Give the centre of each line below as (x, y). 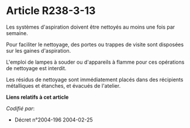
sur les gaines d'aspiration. (39, 50)
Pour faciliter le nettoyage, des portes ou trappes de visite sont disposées (95, 44)
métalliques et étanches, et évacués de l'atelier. (63, 85)
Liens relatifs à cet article (37, 97)
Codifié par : (20, 108)
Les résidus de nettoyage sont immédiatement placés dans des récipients (95, 79)
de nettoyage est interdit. (36, 68)
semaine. (17, 33)
